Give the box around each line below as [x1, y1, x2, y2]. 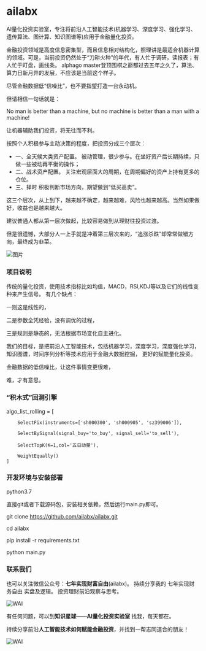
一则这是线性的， [6, 304, 50, 311]
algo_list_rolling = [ [6, 407, 54, 415]
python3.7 [6, 488, 32, 495]
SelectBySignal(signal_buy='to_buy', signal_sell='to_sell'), [17, 430, 180, 436]
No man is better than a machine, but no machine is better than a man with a [6, 107, 199, 115]
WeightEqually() [17, 453, 59, 459]
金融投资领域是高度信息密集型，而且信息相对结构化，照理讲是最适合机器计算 [6, 46, 200, 53]
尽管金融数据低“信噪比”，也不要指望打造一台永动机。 [6, 82, 140, 90]
